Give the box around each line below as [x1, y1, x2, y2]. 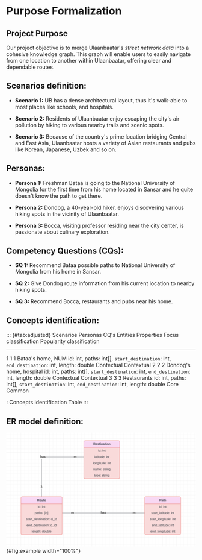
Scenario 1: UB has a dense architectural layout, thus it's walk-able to [14, 96, 188, 104]
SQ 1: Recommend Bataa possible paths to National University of [14, 262, 176, 269]
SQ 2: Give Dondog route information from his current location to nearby [14, 280, 195, 287]
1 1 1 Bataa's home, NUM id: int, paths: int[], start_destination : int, [6, 355, 171, 362]
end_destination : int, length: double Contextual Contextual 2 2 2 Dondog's [6, 362, 191, 369]
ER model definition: [6, 416, 84, 426]
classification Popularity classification [6, 338, 100, 345]
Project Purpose [6, 28, 68, 39]
